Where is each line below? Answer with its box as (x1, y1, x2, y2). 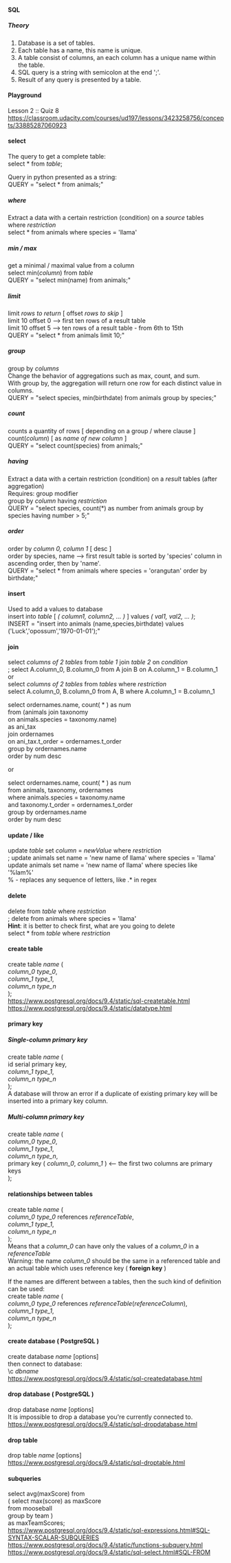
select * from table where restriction (8, 928, 111, 937)
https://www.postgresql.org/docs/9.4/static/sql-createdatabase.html (8, 1374, 202, 1382)
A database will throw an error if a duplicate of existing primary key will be (8, 1090, 218, 1098)
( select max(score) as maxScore (8, 1497, 102, 1505)
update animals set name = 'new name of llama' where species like (8, 861, 198, 869)
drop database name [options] (8, 1405, 94, 1413)
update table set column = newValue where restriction (8, 846, 162, 855)
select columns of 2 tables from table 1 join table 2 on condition (8, 658, 188, 666)
